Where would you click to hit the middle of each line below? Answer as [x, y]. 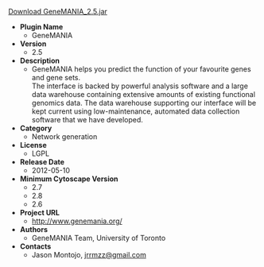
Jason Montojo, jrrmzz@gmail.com [89, 255]
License [33, 145]
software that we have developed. [87, 120]
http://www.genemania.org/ [77, 221]
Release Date [42, 162]
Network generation [64, 137]
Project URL [39, 213]
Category [36, 128]
